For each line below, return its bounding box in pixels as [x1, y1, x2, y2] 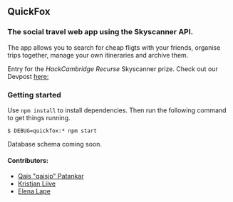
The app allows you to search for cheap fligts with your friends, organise [7, 43, 221, 52]
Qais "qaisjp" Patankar [17, 172, 84, 181]
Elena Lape [17, 187, 51, 196]
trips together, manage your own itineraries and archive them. [7, 51, 189, 59]
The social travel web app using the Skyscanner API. [7, 27, 194, 37]
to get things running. [7, 113, 71, 122]
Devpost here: [7, 72, 49, 80]
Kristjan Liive [17, 179, 56, 188]
